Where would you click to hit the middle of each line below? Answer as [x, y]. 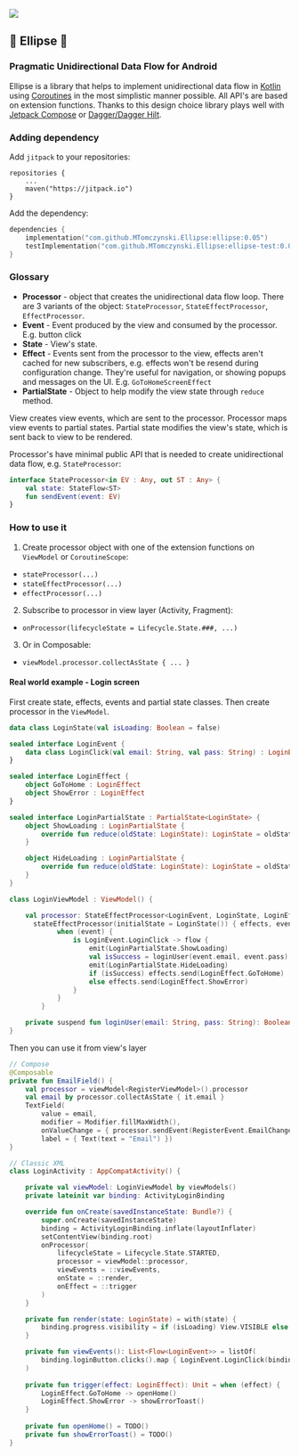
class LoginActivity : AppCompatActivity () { [95, 1172]
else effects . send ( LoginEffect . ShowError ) [169, 982]
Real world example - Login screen [75, 683]
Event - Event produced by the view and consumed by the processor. [149, 324]
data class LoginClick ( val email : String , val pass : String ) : [145, 752]
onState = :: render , [95, 1279]
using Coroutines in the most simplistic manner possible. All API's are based [148, 95]
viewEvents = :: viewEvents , [109, 1270]
